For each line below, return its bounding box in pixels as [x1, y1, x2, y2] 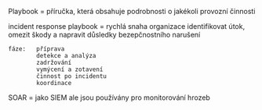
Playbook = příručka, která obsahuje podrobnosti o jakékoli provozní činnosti [8, 7, 256, 16]
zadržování [36, 59, 72, 66]
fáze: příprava [8, 45, 65, 53]
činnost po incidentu [36, 73, 107, 80]
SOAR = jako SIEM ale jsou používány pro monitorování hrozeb [8, 93, 210, 102]
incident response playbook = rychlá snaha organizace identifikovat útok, [8, 22, 246, 30]
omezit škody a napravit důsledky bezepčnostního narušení [8, 30, 201, 39]
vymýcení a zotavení [36, 66, 104, 73]
